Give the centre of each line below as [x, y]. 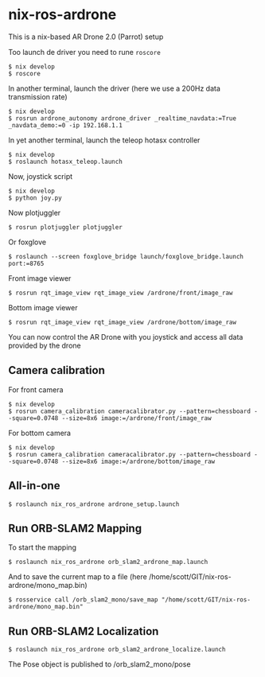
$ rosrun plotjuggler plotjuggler [66, 227]
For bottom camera [40, 433]
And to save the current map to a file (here [78, 577]
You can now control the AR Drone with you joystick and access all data [126, 337]
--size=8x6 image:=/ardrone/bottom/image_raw [138, 461]
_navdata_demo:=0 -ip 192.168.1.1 [66, 125]
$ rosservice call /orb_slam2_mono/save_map [83, 600]
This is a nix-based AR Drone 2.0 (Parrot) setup [86, 37]
